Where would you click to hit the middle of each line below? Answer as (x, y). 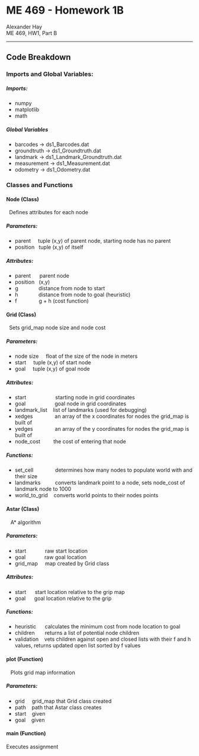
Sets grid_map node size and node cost (57, 328)
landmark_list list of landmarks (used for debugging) (81, 410)
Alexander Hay (24, 27)
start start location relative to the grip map (70, 592)
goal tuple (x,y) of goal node (52, 369)
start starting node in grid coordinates (75, 398)
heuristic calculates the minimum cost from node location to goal (97, 627)
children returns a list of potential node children (77, 633)
